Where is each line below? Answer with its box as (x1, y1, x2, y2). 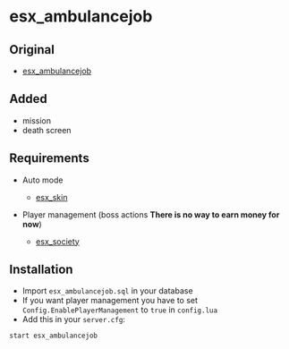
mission (21, 115, 52, 126)
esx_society (35, 235, 81, 247)
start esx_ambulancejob (9, 331, 98, 341)
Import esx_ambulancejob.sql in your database (21, 285, 194, 296)
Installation (9, 262, 73, 277)
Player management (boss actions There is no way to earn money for (21, 209, 280, 220)
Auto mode (21, 174, 64, 185)
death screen (21, 124, 72, 135)
